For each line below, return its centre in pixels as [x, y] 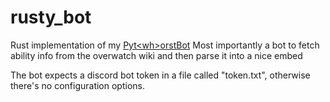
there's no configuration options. [77, 85]
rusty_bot [51, 17]
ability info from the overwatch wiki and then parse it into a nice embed [156, 55]
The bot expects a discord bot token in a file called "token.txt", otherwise [160, 75]
